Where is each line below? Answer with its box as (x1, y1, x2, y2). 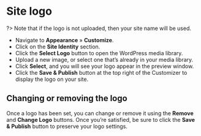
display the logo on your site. (15, 75, 89, 83)
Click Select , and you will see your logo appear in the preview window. (15, 62, 194, 70)
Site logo (6, 4, 52, 18)
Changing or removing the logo (6, 93, 127, 104)
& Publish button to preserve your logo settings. (6, 123, 127, 130)
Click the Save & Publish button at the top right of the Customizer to (15, 69, 188, 76)
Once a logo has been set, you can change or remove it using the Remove (6, 109, 194, 117)
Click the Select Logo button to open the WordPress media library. (15, 49, 183, 56)
